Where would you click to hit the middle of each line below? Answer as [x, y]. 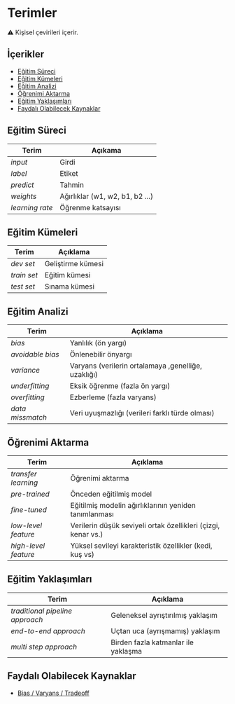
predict [22, 185]
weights [24, 196]
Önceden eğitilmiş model [111, 494]
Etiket [69, 173]
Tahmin [72, 185]
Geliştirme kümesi [74, 264]
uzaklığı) [84, 375]
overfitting [28, 397]
